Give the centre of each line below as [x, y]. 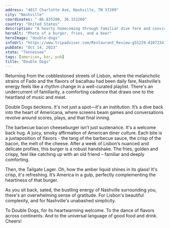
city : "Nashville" [25, 15]
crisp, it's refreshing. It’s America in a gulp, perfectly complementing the [80, 175]
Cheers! [13, 221]
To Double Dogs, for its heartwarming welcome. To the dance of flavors [80, 210]
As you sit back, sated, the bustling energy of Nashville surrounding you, [81, 190]
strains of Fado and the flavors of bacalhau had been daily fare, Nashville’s [83, 81]
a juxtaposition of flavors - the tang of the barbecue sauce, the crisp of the [83, 138]
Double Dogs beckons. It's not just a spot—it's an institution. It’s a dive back [84, 107]
